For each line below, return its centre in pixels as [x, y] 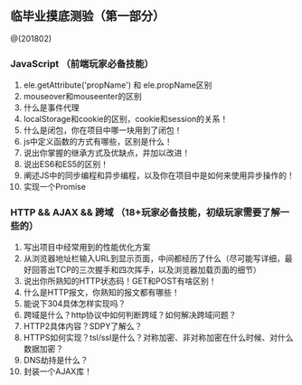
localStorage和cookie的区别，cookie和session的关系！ [126, 119]
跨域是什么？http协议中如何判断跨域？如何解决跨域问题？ [130, 315]
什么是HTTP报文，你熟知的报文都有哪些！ [101, 293]
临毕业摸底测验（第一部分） [88, 16]
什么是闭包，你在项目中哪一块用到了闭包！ [103, 130]
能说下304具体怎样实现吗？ [75, 304]
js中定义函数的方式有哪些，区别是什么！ [98, 142]
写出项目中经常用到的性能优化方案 [87, 248]
